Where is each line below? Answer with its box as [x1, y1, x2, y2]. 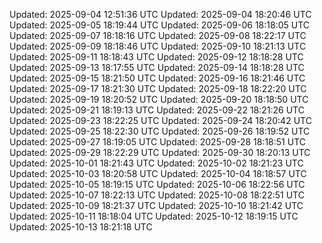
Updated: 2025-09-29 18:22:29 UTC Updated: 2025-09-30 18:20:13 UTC [9, 147, 311, 158]
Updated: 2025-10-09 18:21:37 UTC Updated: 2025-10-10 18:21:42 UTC [9, 200, 304, 211]
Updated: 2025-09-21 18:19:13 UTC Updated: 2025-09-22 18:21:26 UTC [9, 104, 305, 116]
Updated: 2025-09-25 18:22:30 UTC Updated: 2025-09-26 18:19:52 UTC [9, 125, 311, 137]
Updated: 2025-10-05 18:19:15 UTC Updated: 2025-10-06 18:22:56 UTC [9, 179, 306, 190]
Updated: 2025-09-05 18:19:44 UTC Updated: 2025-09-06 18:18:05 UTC [9, 19, 311, 31]
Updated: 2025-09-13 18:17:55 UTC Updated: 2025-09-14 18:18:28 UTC [9, 62, 305, 73]
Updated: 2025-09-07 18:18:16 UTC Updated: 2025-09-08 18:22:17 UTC [9, 30, 307, 41]
